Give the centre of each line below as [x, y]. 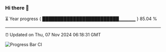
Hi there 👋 [17, 8]
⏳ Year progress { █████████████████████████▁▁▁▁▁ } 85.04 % [81, 19]
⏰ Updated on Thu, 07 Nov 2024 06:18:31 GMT [53, 35]
